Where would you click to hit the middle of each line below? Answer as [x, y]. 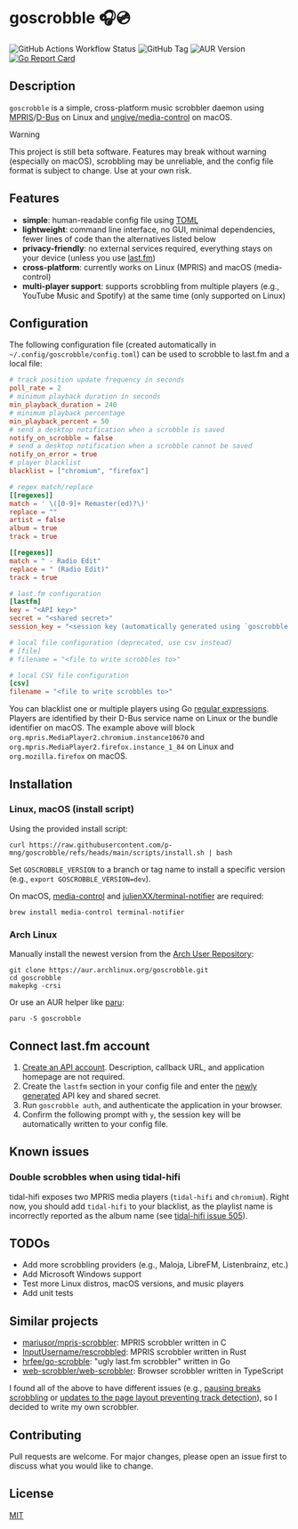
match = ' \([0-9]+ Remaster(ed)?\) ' [79, 503]
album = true [33, 528]
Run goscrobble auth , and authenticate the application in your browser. [152, 1105]
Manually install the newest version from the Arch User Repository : [132, 954]
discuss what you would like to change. [81, 1466]
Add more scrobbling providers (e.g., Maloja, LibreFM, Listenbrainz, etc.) [155, 1265]
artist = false [37, 520]
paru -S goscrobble [45, 1019]
